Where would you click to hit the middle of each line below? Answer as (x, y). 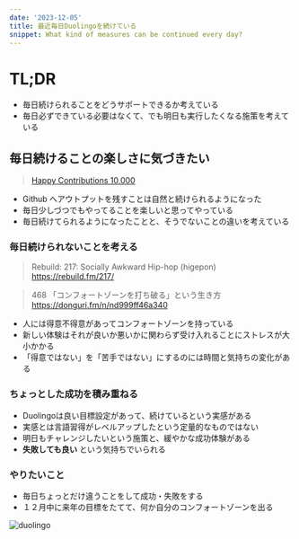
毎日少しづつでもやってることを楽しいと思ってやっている (128, 210)
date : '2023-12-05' (46, 18)
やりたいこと (37, 474)
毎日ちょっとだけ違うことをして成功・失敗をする (113, 496)
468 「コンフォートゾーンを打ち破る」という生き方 (126, 295)
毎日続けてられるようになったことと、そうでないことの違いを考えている (156, 222)
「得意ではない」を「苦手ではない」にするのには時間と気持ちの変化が (152, 358)
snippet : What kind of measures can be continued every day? (126, 34)
